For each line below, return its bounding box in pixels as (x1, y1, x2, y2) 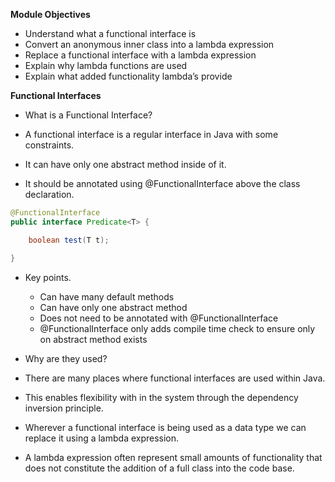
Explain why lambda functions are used (24, 60, 188, 71)
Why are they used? (24, 352, 108, 364)
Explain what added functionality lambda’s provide (24, 70, 233, 82)
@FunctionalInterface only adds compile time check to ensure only (39, 322, 316, 334)
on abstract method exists (39, 333, 148, 345)
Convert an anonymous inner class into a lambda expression (24, 39, 275, 50)
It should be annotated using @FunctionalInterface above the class (24, 178, 301, 189)
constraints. (24, 139, 75, 151)
